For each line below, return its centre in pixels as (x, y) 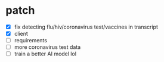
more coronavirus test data (47, 47)
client (21, 34)
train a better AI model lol (45, 54)
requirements (30, 41)
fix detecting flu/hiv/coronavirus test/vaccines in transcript (86, 27)
